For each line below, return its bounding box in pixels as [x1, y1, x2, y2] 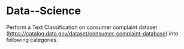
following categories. [6, 36, 58, 43]
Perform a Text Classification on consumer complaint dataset [6, 24, 158, 31]
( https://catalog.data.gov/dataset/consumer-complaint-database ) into [6, 30, 179, 37]
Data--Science [6, 4, 81, 18]
